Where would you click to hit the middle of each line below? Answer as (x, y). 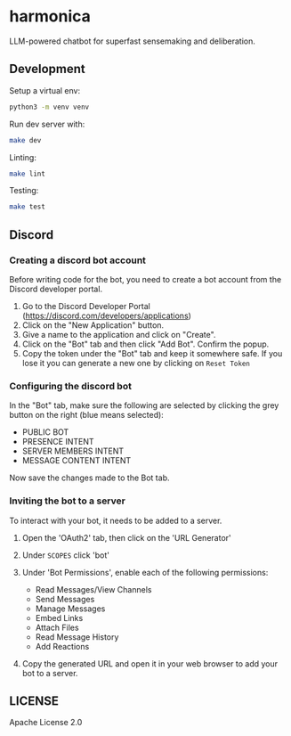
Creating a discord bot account (78, 260)
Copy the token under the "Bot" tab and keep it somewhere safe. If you (152, 353)
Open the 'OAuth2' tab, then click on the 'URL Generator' (126, 537)
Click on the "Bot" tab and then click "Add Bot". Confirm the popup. (145, 344)
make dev (25, 140)
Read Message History (77, 637)
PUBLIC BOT (45, 432)
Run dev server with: (47, 124)
